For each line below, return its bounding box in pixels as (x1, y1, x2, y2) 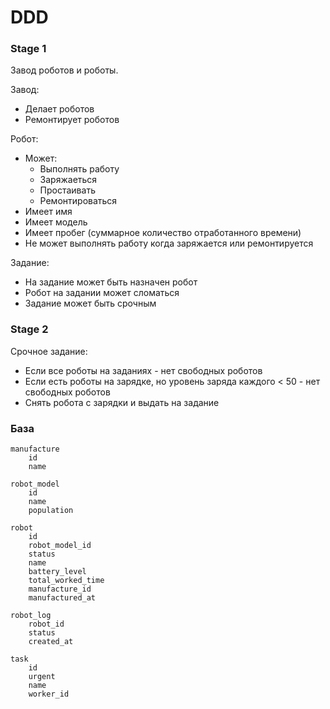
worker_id (28, 689, 70, 700)
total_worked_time (28, 576, 105, 586)
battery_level (28, 567, 87, 577)
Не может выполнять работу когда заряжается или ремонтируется (24, 237, 314, 250)
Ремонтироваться (39, 195, 118, 207)
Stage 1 (10, 42, 47, 56)
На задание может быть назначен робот (24, 276, 198, 288)
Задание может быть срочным (24, 297, 157, 310)
